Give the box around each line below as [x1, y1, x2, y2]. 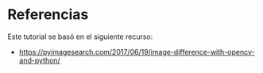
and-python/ [18, 56, 60, 65]
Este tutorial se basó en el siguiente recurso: [7, 32, 153, 41]
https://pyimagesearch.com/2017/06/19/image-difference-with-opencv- [18, 47, 255, 56]
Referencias [7, 6, 89, 24]
